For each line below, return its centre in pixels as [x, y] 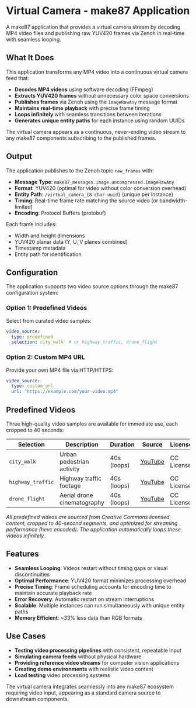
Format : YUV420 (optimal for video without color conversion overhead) [100, 188]
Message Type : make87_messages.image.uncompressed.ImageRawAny [94, 182]
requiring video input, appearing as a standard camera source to [83, 693]
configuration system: [32, 293]
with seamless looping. [34, 39]
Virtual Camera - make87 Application [98, 11]
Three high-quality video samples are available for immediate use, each [92, 424]
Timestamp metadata [40, 248]
